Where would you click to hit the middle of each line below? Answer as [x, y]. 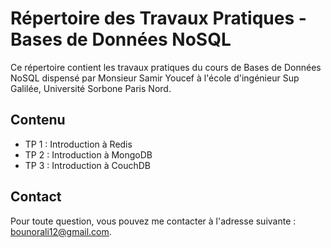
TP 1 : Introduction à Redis [78, 144]
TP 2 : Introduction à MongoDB [88, 154]
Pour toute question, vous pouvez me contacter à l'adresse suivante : [153, 221]
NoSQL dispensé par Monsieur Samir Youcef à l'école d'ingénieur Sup [155, 78]
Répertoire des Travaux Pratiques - [158, 18]
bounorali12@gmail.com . [61, 231]
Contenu [38, 120]
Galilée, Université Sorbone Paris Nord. [91, 88]
